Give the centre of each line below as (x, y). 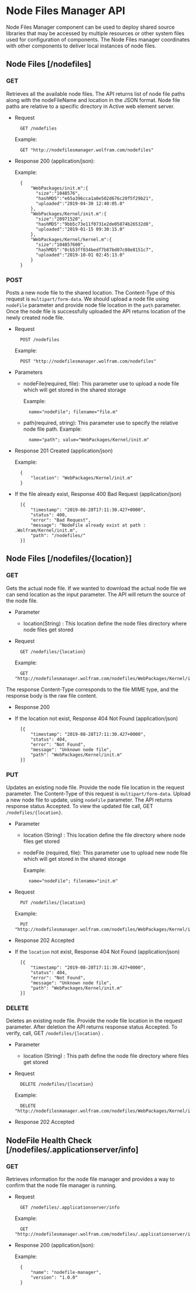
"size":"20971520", (59, 219)
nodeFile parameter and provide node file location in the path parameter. (94, 305)
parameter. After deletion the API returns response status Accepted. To (92, 1027)
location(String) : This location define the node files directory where (105, 623)
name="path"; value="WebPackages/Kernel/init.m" (89, 440)
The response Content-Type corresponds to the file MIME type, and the (92, 689)
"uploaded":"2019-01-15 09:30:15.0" (80, 229)
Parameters (28, 372)
